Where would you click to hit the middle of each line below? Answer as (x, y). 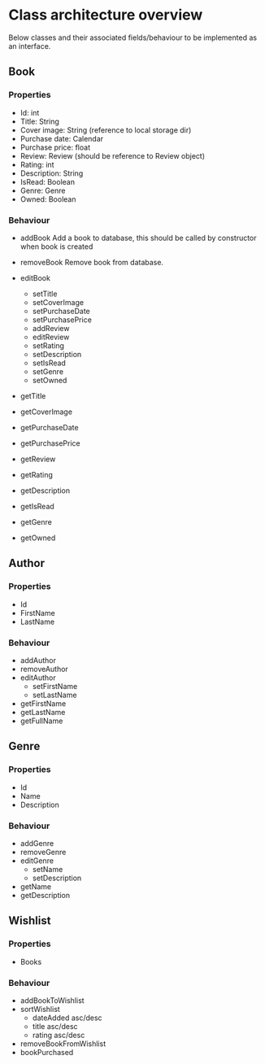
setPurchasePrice (62, 320)
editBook (35, 277)
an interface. (30, 46)
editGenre (37, 861)
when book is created (56, 246)
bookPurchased (47, 1052)
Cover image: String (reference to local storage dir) (106, 130)
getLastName (43, 712)
